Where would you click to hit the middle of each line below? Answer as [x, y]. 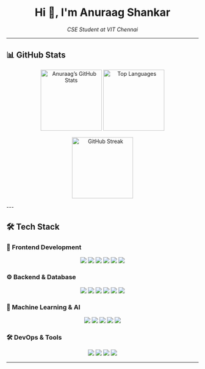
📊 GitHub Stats [36, 55]
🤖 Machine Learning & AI [43, 307]
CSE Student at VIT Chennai [103, 29]
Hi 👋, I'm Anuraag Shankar [103, 13]
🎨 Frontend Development [44, 247]
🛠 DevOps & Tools [34, 337]
